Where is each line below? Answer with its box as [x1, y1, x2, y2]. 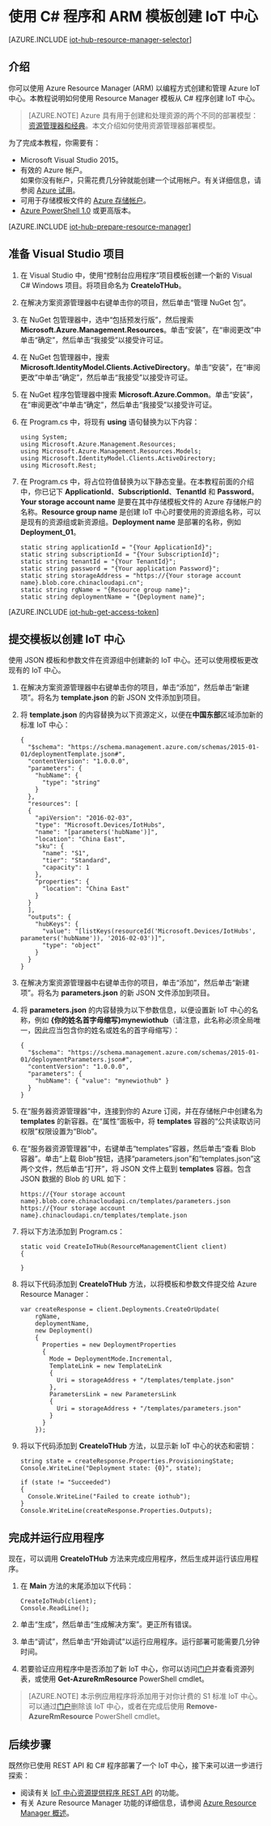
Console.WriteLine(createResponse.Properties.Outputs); [19, 1506, 213, 1515]
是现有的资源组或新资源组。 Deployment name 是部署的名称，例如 [19, 517, 241, 527]
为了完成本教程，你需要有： [8, 138, 101, 147]
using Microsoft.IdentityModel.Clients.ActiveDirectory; [19, 454, 217, 462]
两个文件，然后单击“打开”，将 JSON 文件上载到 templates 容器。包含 [19, 1164, 252, 1174]
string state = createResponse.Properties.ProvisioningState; [19, 1457, 235, 1465]
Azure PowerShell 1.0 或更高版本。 [19, 205, 136, 215]
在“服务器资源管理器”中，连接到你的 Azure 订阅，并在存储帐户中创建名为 [19, 1106, 263, 1116]
